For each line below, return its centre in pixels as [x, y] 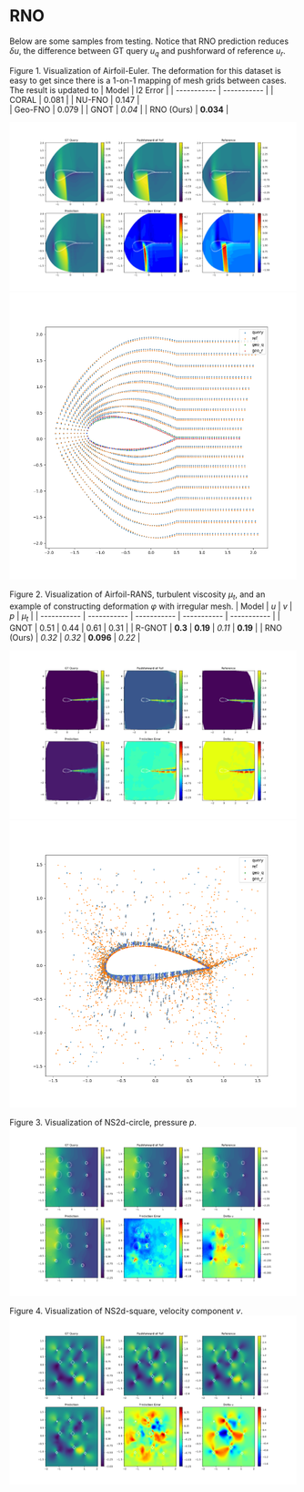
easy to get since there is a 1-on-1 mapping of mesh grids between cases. [148, 80]
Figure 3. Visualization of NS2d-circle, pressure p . [103, 1123]
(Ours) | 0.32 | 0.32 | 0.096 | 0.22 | [75, 637]
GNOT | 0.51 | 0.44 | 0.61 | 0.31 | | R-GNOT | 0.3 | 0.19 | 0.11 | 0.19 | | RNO [146, 628]
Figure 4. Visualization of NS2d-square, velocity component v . [126, 1311]
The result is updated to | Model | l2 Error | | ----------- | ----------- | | [142, 90]
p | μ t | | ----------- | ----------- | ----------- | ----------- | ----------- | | [145, 617]
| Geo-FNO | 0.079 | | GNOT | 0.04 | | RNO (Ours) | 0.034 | [119, 109]
